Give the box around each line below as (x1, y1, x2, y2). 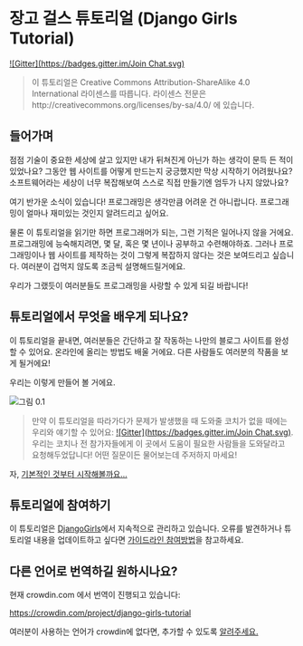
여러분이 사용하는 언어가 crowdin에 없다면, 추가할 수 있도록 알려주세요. (9, 626, 259, 637)
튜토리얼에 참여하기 (9, 497, 111, 513)
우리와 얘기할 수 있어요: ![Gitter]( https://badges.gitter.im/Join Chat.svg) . (31, 427, 294, 438)
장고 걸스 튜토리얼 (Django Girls (9, 8, 238, 29)
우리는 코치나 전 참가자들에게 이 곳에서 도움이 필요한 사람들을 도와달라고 (31, 438, 286, 448)
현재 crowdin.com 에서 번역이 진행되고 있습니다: (9, 590, 181, 601)
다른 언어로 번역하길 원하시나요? (9, 564, 178, 579)
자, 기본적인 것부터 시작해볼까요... (9, 468, 128, 479)
